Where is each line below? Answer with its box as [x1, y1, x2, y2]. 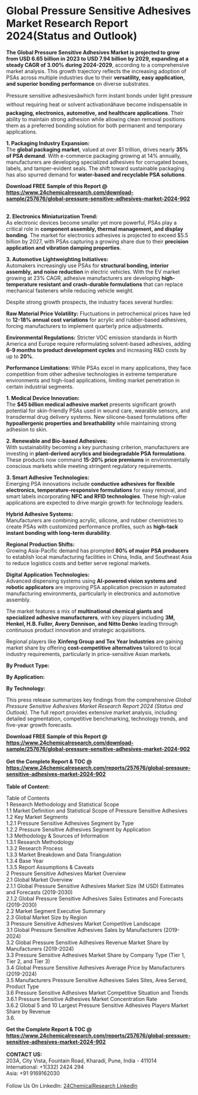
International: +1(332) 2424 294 [6, 1063, 84, 1070]
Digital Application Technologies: [6, 571, 90, 578]
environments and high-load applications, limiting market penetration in [6, 376, 180, 384]
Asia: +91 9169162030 [6, 1070, 60, 1077]
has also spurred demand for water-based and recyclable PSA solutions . [6, 171, 186, 178]
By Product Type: [6, 662, 50, 669]
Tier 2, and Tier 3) [6, 957, 50, 964]
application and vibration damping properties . [6, 244, 121, 251]
